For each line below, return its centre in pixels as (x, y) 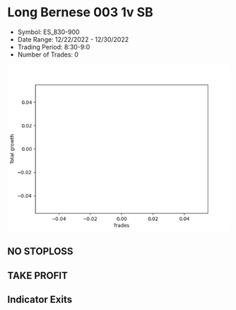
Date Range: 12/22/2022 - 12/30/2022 (73, 39)
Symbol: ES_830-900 (48, 32)
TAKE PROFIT (38, 276)
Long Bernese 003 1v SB (80, 12)
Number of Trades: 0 (48, 54)
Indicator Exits (40, 300)
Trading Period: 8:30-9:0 (54, 47)
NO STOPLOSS (40, 252)
